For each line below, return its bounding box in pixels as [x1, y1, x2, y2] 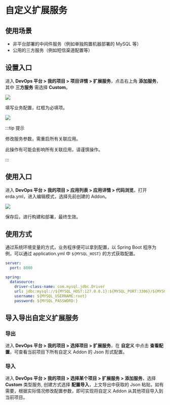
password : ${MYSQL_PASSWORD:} [14, 298, 78, 303]
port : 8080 [10, 265, 33, 271]
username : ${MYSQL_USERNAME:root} [14, 293, 87, 298]
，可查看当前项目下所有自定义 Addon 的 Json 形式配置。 [10, 349, 127, 355]
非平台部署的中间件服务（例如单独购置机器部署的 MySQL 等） [12, 41, 142, 47]
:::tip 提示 [5, 125, 25, 131]
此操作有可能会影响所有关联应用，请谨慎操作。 [5, 146, 103, 152]
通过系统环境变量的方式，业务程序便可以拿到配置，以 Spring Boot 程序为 [5, 244, 157, 250]
